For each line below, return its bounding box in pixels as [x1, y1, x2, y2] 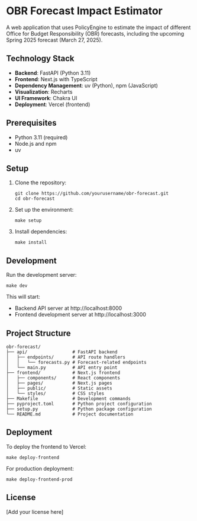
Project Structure [6, 328, 71, 338]
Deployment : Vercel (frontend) [14, 101, 91, 108]
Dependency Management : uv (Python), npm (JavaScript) [14, 82, 159, 89]
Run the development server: [6, 271, 77, 279]
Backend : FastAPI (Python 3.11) [14, 69, 91, 76]
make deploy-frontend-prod [6, 476, 73, 482]
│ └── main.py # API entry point [6, 365, 118, 370]
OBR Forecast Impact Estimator [6, 4, 163, 18]
